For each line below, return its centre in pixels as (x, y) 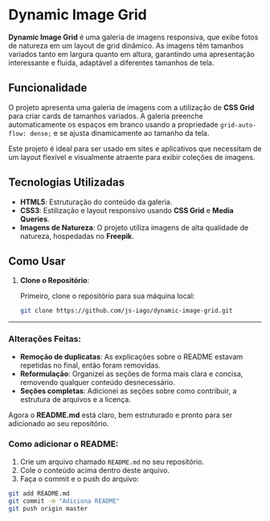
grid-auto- (238, 125)
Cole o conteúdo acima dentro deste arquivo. (95, 470)
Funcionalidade (48, 88)
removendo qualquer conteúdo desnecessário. (97, 382)
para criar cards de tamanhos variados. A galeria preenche (106, 116)
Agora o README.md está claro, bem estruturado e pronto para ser (121, 415)
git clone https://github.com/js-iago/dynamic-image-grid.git (126, 311)
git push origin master (48, 508)
